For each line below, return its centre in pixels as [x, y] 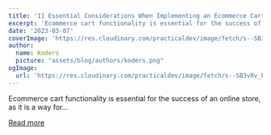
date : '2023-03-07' [41, 31]
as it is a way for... [38, 107]
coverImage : [28, 38]
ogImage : [23, 68]
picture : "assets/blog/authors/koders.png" [90, 61]
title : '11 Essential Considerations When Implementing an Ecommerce [128, 16]
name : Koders [38, 53]
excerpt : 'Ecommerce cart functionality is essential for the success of [135, 23]
